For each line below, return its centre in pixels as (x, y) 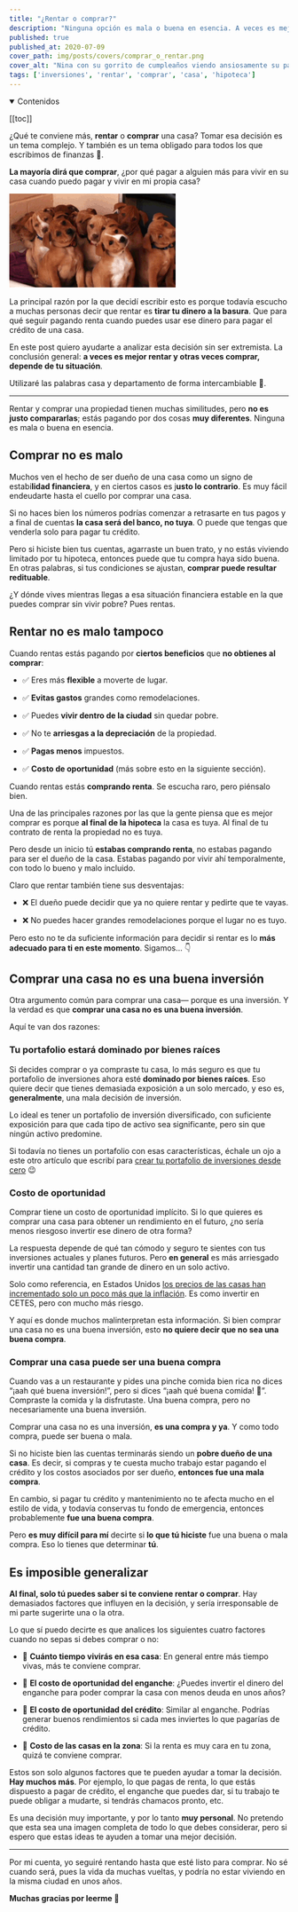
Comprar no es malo (66, 456)
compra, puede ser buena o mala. (71, 1436)
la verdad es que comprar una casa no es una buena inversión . (126, 1010)
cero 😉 (23, 1169)
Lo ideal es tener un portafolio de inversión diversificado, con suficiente (141, 1115)
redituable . (30, 577)
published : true (39, 37)
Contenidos (39, 101)
